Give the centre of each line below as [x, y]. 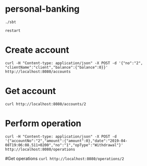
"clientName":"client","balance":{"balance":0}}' [57, 67]
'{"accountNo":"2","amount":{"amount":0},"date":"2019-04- [66, 141]
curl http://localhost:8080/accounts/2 [46, 104]
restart [13, 30]
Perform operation [43, 123]
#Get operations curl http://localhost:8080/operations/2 [65, 158]
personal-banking [42, 9]
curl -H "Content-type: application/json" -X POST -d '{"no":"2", [74, 63]
